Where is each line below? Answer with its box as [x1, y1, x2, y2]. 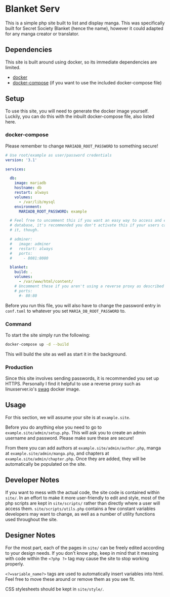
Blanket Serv [5, 3, 60, 15]
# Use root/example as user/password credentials [5, 153, 112, 158]
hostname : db [14, 185, 42, 191]
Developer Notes [5, 476, 60, 485]
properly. [5, 560, 24, 567]
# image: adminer [10, 241, 51, 247]
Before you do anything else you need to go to [5, 424, 102, 430]
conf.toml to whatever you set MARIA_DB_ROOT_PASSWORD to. [5, 308, 126, 314]
